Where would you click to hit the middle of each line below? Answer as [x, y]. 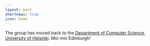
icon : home [16, 19]
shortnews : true [22, 14]
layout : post [19, 10]
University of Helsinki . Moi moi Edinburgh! [48, 38]
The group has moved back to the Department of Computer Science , [75, 33]
